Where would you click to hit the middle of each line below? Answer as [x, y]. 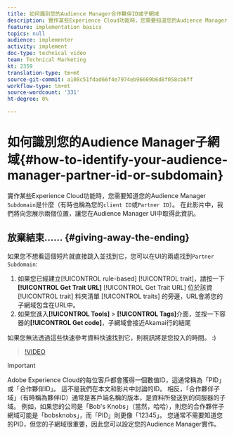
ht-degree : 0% [28, 99]
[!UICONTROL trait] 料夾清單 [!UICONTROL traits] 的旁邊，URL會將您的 [120, 296]
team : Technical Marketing [47, 60]
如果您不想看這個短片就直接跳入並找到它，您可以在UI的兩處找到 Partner [111, 256]
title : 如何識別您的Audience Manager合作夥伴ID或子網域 [83, 14]
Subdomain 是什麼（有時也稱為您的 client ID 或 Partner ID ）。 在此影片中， [112, 204]
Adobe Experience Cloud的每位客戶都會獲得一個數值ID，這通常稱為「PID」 [116, 380]
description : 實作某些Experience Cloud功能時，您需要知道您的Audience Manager [117, 20]
